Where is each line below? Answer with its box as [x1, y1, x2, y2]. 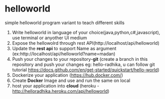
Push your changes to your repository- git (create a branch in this [12, 56, 148, 62]
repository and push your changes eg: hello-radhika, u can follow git [12, 61, 155, 67]
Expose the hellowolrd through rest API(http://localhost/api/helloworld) [12, 40, 160, 46]
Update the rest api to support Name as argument [12, 45, 117, 51]
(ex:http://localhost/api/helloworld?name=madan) [12, 51, 116, 57]
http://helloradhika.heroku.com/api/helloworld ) [12, 88, 110, 94]
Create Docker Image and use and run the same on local [12, 77, 131, 83]
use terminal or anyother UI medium [12, 35, 87, 41]
